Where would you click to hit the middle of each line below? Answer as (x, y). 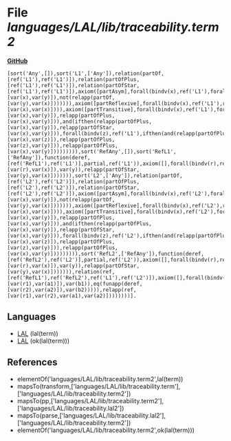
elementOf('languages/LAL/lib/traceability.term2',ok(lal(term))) (106, 430)
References (32, 362)
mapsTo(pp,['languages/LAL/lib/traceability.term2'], (90, 400)
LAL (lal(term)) (37, 333)
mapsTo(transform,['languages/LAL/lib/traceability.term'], (99, 386)
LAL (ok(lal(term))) (43, 341)
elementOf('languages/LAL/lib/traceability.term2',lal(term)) (100, 378)
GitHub (18, 60)
